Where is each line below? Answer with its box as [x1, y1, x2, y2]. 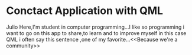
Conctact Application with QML [6, 4, 164, 18]
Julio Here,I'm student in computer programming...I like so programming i [6, 23, 185, 30]
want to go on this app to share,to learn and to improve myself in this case [6, 29, 187, 36]
